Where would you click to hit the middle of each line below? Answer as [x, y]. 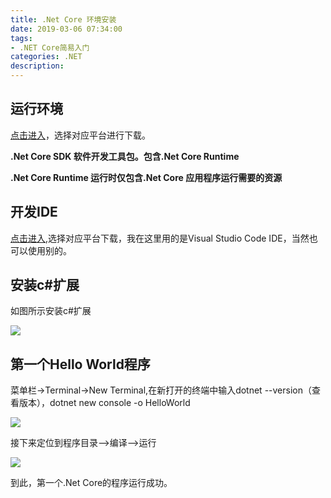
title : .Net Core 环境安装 [63, 19]
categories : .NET [46, 57]
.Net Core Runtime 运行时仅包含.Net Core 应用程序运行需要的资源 [146, 177]
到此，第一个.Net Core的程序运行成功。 [91, 483]
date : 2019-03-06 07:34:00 [66, 29]
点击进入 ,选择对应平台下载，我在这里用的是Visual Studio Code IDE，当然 [160, 238]
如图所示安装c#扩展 [51, 311]
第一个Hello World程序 [80, 364]
